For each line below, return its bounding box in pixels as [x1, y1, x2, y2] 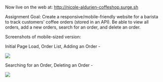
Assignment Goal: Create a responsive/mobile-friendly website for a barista [5, 14, 159, 19]
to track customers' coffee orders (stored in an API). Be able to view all [5, 19, 149, 25]
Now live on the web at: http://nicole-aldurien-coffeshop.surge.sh [5, 4, 139, 10]
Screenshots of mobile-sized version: [5, 34, 81, 40]
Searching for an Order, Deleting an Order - [5, 62, 93, 68]
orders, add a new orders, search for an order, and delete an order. [5, 24, 141, 30]
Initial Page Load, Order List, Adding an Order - [5, 43, 101, 49]
